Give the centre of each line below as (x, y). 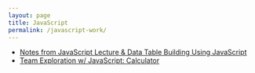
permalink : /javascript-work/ (58, 30)
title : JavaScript (38, 23)
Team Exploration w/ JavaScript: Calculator (89, 60)
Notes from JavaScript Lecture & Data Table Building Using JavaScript (133, 53)
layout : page (29, 15)
